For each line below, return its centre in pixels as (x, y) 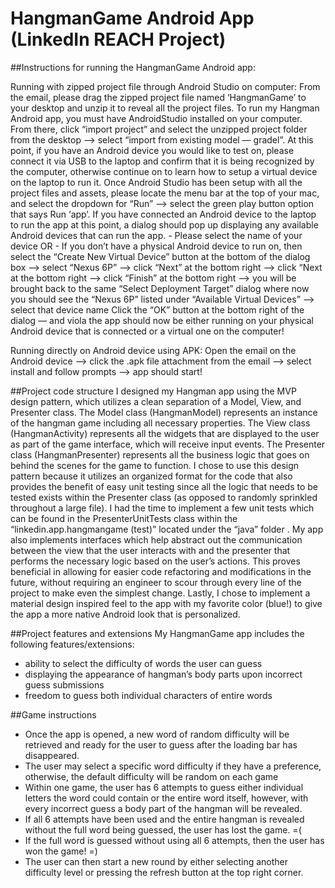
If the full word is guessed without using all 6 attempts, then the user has (174, 840)
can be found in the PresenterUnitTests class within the (124, 518)
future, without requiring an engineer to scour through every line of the (156, 582)
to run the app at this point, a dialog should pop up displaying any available (164, 224)
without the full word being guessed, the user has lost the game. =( (163, 829)
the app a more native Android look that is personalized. (125, 614)
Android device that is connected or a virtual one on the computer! (147, 331)
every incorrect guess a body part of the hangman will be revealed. (163, 808)
